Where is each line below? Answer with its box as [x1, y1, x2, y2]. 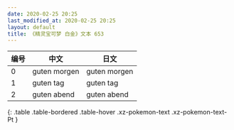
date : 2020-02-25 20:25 [7, 10, 78, 18]
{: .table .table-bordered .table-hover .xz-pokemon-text [7, 108, 171, 117]
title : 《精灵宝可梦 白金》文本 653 [7, 30, 105, 38]
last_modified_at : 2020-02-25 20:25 [7, 17, 116, 24]
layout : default [7, 23, 55, 31]
